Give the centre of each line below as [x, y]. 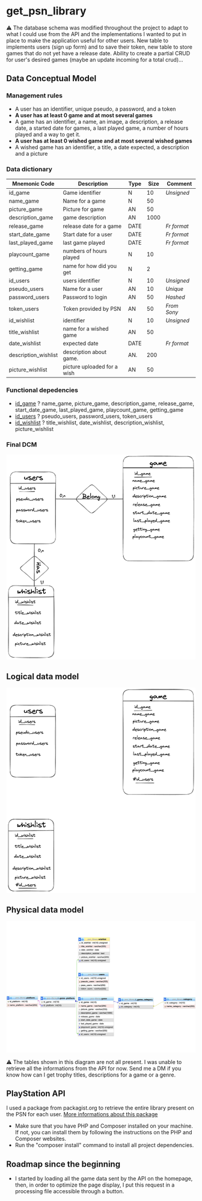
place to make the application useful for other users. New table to [87, 40]
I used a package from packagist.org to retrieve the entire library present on [100, 1108]
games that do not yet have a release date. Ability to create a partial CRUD [98, 53]
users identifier [81, 280]
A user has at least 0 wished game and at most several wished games [103, 141]
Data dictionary [29, 169]
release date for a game [92, 226]
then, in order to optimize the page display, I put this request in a [95, 1185]
